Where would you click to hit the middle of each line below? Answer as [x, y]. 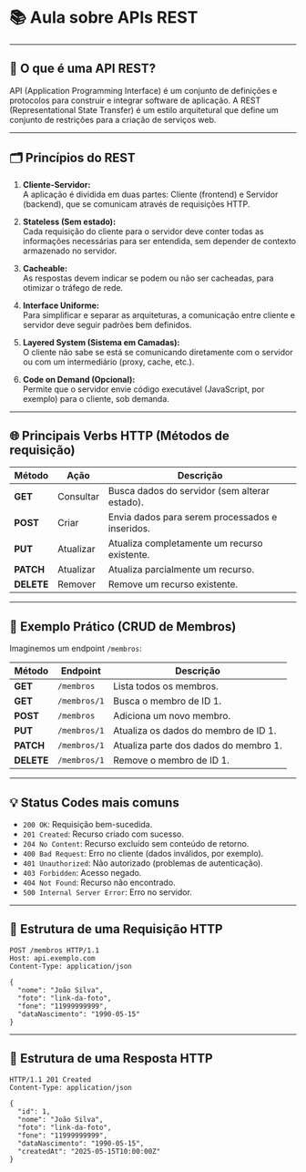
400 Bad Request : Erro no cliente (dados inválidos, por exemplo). [143, 853]
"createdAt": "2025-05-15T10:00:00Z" [89, 1151]
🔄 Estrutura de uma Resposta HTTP [111, 1059]
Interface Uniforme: [61, 305]
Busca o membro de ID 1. [168, 701]
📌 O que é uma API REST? [83, 69]
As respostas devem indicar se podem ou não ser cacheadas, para [148, 278]
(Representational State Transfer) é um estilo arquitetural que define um [144, 109]
